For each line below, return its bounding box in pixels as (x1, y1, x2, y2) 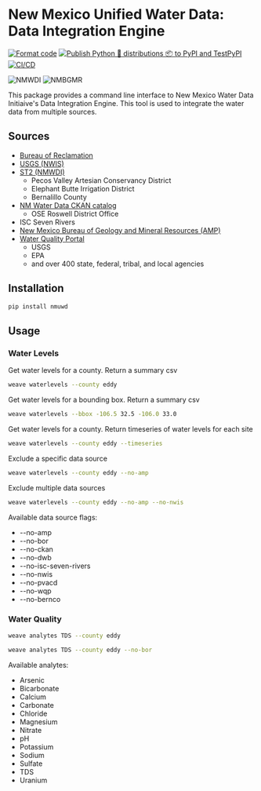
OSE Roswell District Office (31, 209, 119, 218)
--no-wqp (19, 586, 53, 596)
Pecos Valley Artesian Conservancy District (31, 175, 172, 185)
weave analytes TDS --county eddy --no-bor (8, 646, 153, 654)
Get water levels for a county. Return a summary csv (8, 366, 178, 375)
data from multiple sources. (8, 107, 97, 116)
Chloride (19, 709, 48, 718)
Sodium (19, 750, 45, 760)
